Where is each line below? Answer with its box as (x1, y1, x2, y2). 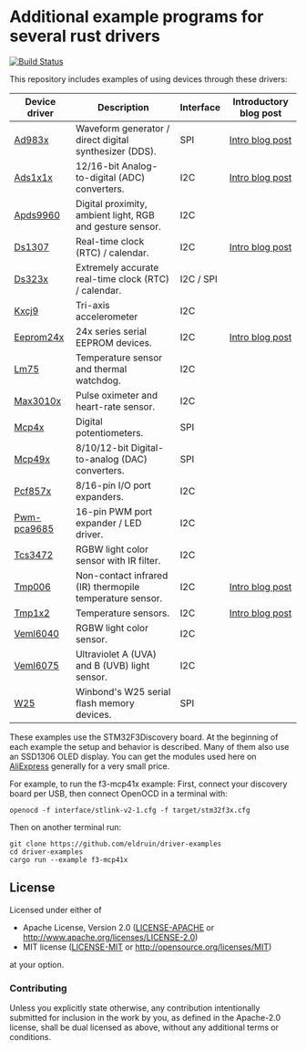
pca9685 (14, 522, 55, 535)
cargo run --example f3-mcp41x (9, 855, 128, 864)
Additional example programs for (9, 6, 264, 27)
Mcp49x (14, 452, 50, 465)
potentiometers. (76, 426, 144, 439)
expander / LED (76, 516, 142, 529)
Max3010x (14, 394, 62, 407)
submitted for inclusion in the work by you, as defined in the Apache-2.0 (9, 1013, 280, 1024)
